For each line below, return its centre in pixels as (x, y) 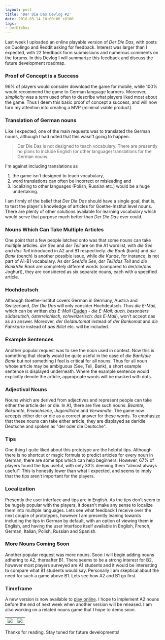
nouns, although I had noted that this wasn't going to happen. (67, 136)
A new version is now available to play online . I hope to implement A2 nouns (82, 599)
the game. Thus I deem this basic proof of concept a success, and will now (81, 102)
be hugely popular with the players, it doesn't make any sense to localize (79, 505)
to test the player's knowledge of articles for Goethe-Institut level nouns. (79, 206)
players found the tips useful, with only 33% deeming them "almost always (81, 466)
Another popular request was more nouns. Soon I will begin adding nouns (80, 555)
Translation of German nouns (41, 120)
